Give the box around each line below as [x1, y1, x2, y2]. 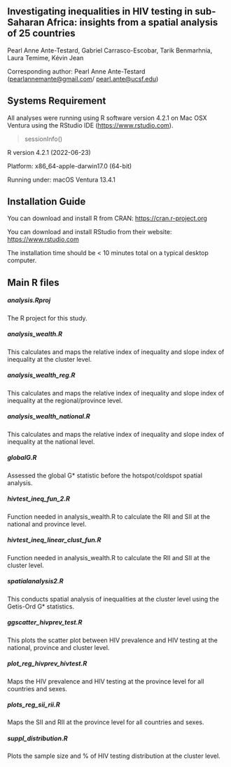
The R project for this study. [7, 313, 87, 322]
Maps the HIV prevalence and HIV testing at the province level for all [7, 677, 204, 686]
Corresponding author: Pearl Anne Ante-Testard [7, 67, 146, 76]
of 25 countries [7, 27, 76, 39]
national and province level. [7, 520, 87, 528]
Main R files [7, 276, 59, 288]
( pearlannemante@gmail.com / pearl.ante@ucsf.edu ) [7, 74, 159, 83]
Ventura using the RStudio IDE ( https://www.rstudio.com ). [7, 121, 174, 129]
